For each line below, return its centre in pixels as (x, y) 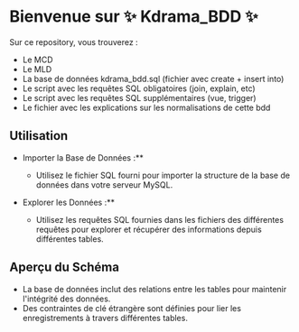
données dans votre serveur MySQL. (104, 184)
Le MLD (37, 69)
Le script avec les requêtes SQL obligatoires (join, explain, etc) (139, 88)
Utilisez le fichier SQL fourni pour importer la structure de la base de (163, 175)
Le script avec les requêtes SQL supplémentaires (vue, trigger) (139, 97)
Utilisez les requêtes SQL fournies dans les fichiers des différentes (160, 219)
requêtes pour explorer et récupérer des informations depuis (149, 229)
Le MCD (37, 60)
